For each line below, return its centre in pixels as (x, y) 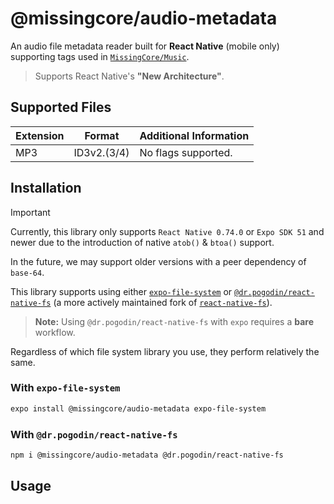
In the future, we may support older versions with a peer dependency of (158, 261)
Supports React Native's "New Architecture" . (129, 76)
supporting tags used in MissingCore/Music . (100, 56)
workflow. (55, 332)
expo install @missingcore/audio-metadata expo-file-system (138, 408)
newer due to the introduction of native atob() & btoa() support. (142, 242)
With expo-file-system (65, 388)
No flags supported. (186, 152)
